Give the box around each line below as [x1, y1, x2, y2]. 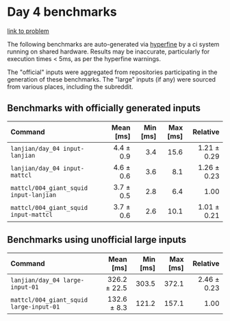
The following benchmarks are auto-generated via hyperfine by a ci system [7, 40, 220, 48]
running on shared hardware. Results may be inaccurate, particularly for [7, 47, 210, 56]
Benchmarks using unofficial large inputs [7, 234, 187, 246]
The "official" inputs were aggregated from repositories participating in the [7, 68, 218, 76]
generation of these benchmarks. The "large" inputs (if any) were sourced [7, 75, 216, 83]
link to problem [7, 27, 49, 35]
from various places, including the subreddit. [7, 82, 133, 91]
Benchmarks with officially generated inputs [7, 102, 201, 114]
